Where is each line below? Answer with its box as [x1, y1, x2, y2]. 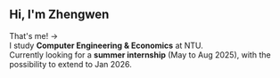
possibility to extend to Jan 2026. [9, 58, 132, 69]
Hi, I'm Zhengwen [9, 7, 110, 22]
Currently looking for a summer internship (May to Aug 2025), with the [9, 49, 271, 60]
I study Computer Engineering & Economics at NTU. [9, 40, 203, 51]
